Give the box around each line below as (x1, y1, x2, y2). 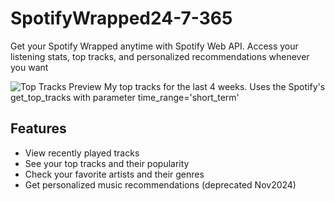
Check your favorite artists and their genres (24, 168, 205, 180)
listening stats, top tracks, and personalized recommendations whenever (10, 50, 310, 62)
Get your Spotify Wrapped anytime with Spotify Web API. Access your (10, 40, 299, 52)
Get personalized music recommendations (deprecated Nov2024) (24, 178, 297, 191)
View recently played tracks (24, 147, 140, 159)
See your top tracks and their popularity (24, 157, 190, 169)
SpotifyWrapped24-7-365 (10, 7, 233, 30)
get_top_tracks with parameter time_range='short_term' (10, 91, 240, 103)
